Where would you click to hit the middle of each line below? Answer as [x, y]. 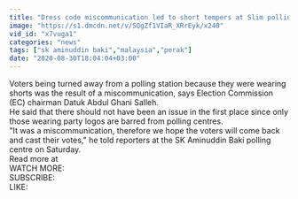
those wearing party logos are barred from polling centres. [116, 121]
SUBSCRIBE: [32, 177]
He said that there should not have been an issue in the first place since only [149, 112]
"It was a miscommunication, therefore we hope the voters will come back [145, 130]
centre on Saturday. [45, 149]
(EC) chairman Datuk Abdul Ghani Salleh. [84, 102]
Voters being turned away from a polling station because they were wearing [148, 84]
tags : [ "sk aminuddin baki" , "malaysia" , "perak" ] [101, 50]
